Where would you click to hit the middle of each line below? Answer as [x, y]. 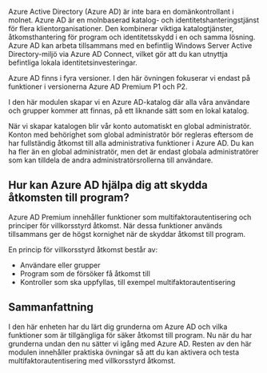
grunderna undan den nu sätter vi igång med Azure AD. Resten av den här [130, 343]
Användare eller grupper [60, 265]
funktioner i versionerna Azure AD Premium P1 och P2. [98, 86]
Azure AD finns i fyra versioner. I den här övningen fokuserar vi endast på [129, 78]
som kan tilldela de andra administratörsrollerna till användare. [111, 160]
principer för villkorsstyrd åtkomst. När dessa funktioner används [116, 225]
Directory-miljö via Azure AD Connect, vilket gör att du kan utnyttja [118, 54]
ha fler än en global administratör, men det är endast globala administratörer [133, 152]
